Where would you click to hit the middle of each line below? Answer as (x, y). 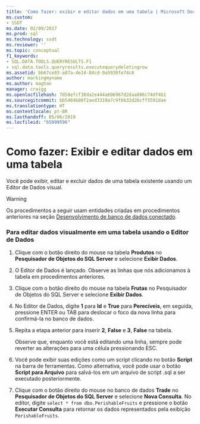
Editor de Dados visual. (35, 188)
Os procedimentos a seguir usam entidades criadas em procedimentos (93, 211)
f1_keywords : (22, 56)
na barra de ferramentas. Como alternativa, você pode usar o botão (98, 366)
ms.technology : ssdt (32, 39)
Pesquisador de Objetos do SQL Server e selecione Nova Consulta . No (103, 397)
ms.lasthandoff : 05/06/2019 (41, 117)
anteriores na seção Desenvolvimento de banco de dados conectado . (92, 217)
